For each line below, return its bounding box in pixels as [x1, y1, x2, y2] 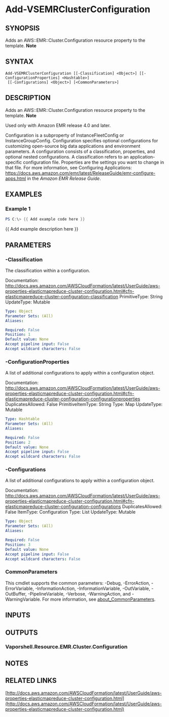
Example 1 [5, 205, 31, 212]
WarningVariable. [5, 596, 42, 602]
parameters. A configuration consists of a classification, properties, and [5, 148, 155, 154]
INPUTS [5, 611, 30, 619]
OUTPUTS [5, 628, 38, 637]
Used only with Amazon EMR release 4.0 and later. [5, 122, 111, 128]
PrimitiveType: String [119, 293, 163, 299]
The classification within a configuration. [5, 267, 90, 273]
